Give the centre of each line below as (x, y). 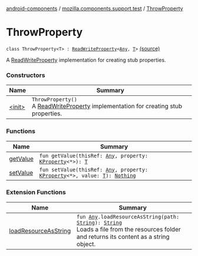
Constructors (26, 75)
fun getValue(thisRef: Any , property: (94, 156)
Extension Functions (36, 192)
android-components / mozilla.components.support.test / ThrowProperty (95, 9)
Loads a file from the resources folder (128, 229)
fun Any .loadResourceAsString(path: (128, 217)
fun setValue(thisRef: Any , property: (94, 169)
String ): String (99, 222)
